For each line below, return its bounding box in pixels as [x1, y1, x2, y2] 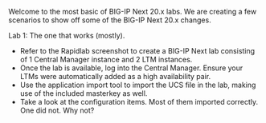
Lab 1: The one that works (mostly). [8, 31, 125, 40]
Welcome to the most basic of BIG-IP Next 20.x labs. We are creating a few [8, 7, 257, 16]
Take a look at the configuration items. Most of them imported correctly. [19, 97, 259, 106]
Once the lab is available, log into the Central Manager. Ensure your [19, 63, 243, 73]
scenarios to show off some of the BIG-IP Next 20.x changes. [8, 15, 211, 25]
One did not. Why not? [19, 105, 95, 115]
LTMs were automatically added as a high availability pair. [19, 72, 211, 81]
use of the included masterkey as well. [19, 89, 148, 98]
